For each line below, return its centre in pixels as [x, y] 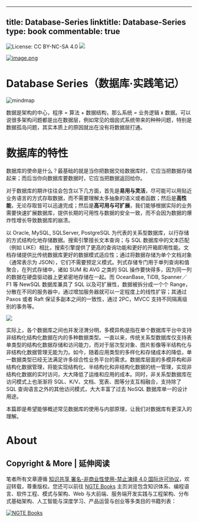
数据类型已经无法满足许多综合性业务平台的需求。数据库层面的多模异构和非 [101, 359]
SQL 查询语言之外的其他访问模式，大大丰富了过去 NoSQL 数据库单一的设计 [97, 389]
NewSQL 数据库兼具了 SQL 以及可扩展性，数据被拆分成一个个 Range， [105, 284]
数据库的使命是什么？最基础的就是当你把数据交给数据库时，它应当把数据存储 [99, 170]
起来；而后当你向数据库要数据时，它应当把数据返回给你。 [76, 178]
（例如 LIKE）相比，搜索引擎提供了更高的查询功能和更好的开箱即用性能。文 [98, 247]
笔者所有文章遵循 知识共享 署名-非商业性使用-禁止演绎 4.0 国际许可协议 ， [95, 479]
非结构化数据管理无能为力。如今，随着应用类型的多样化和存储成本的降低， [96, 352]
